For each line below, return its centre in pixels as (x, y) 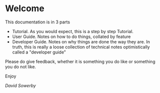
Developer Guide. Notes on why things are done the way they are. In (81, 41)
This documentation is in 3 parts (37, 22)
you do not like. (21, 67)
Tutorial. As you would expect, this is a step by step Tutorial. (73, 31)
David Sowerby (21, 85)
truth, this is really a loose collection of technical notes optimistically (81, 47)
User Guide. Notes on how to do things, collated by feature (71, 37)
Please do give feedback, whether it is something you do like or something (80, 61)
